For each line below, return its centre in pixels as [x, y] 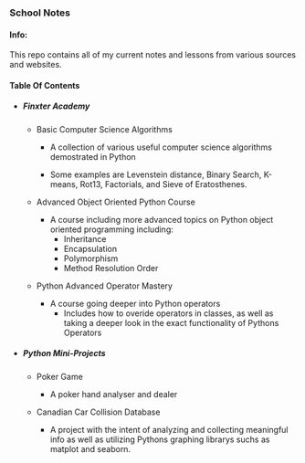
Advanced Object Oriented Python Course [116, 202]
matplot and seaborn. [90, 448]
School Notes [40, 13]
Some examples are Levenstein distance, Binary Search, [156, 174]
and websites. [36, 65]
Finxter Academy [56, 106]
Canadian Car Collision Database [98, 412]
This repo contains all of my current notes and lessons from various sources [153, 55]
